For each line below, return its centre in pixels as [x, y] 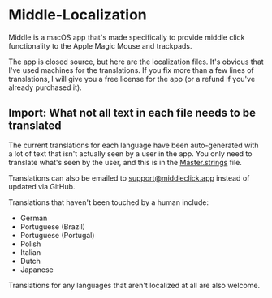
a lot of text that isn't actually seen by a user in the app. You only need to [130, 153]
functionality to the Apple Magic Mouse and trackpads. [100, 45]
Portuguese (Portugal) [57, 235]
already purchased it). [45, 87]
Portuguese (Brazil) [52, 226]
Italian [30, 252]
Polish [30, 244]
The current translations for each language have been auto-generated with [134, 145]
